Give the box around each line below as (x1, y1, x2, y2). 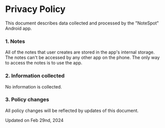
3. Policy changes (5, 96, 49, 103)
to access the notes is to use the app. (5, 60, 82, 66)
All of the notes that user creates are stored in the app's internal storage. (5, 49, 155, 55)
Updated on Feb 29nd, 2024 (5, 117, 64, 123)
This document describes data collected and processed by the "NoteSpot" (5, 20, 159, 26)
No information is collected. (5, 83, 62, 89)
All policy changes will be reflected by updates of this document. (5, 107, 139, 113)
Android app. (5, 25, 32, 31)
